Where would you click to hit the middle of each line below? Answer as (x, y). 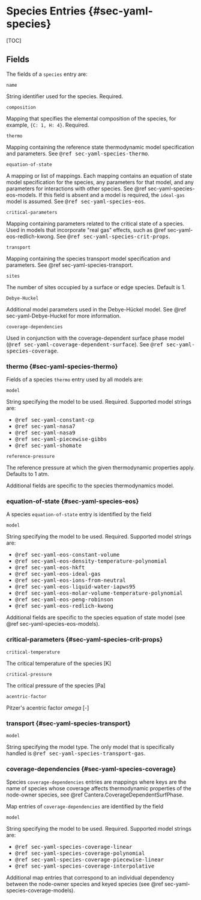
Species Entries (46, 11)
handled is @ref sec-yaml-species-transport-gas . (76, 753)
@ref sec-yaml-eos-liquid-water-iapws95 (75, 587)
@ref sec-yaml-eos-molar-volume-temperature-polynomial (99, 593)
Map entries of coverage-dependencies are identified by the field (85, 807)
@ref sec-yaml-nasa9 (45, 433)
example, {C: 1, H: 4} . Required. (48, 125)
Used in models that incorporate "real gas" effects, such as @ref (86, 230)
